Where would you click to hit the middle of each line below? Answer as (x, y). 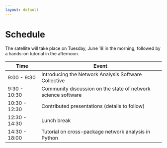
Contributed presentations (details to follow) (93, 106)
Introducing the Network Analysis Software (92, 74)
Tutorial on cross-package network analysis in (96, 132)
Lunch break (56, 120)
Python (50, 138)
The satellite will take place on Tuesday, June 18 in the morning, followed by (83, 48)
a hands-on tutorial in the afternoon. (42, 53)
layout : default (22, 10)
